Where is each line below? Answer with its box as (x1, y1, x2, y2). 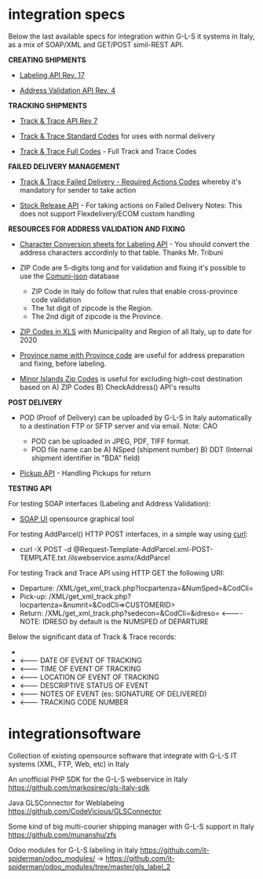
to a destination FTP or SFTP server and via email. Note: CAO (19, 421, 218, 430)
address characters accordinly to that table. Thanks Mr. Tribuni (19, 248, 224, 257)
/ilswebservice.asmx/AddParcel (68, 553, 170, 562)
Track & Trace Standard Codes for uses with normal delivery (19, 131, 216, 141)
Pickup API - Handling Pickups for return (19, 468, 152, 477)
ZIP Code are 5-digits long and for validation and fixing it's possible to (19, 263, 246, 272)
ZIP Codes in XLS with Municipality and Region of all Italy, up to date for (19, 326, 252, 336)
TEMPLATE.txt (19, 553, 67, 562)
